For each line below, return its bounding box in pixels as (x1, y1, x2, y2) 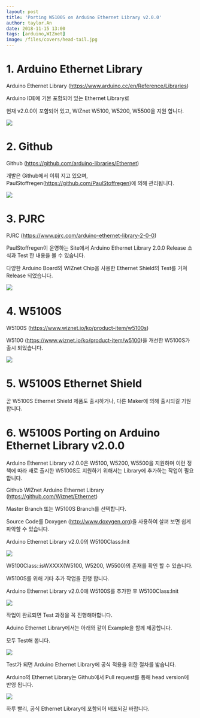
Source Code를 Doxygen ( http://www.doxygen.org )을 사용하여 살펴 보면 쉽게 (6, 517, 192, 525)
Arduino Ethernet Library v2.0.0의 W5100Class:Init (6, 538, 130, 545)
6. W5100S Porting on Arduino (6, 426, 160, 440)
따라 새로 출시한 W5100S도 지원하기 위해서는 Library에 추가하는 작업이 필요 (17, 466, 194, 474)
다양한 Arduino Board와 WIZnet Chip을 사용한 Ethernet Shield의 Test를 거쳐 (6, 264, 187, 271)
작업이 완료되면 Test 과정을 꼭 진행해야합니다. (6, 611, 113, 619)
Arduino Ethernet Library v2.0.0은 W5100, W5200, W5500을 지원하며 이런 (6, 459, 186, 466)
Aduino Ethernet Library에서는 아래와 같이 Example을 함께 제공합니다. (6, 624, 172, 631)
